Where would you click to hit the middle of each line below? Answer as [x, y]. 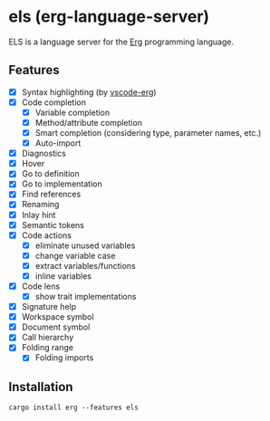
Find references [51, 194]
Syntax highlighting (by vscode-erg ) [89, 91]
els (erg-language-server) [109, 17]
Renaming [40, 205]
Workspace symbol [58, 317]
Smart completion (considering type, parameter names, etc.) [148, 133]
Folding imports [64, 358]
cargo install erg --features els [74, 408]
